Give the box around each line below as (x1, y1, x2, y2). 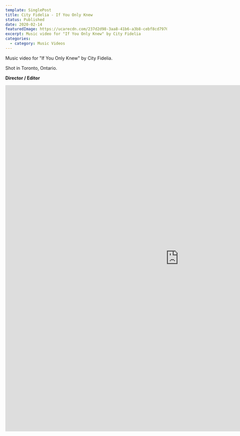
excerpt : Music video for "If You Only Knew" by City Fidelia (5, 31, 141, 36)
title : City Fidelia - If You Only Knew (5, 12, 93, 17)
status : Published (5, 17, 45, 22)
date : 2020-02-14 (5, 22, 43, 27)
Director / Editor (5, 75, 40, 81)
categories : (5, 36, 31, 42)
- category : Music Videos (10, 41, 66, 46)
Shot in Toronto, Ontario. (5, 65, 57, 71)
